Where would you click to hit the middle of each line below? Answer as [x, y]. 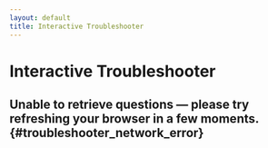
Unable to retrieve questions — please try [129, 105]
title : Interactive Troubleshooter [77, 26]
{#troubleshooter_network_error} [107, 133]
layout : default [40, 18]
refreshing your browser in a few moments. [134, 119]
